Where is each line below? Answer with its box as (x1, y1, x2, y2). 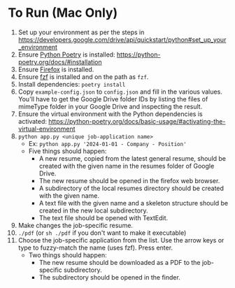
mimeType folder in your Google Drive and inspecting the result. (17, 102, 203, 110)
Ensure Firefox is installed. (17, 65, 94, 73)
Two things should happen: (28, 250, 107, 259)
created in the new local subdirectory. (38, 206, 148, 215)
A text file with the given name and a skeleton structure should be (38, 199, 229, 207)
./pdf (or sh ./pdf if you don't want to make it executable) (17, 229, 187, 237)
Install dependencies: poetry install (17, 80, 126, 88)
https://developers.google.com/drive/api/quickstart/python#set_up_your (17, 35, 227, 43)
